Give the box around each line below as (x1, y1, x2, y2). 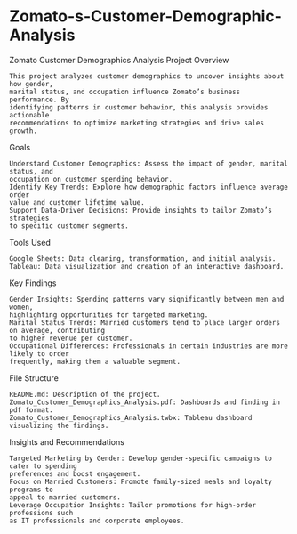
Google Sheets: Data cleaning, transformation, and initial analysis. (9, 254, 277, 263)
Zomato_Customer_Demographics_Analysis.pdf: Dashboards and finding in (9, 398, 280, 407)
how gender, (9, 79, 53, 88)
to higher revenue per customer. (9, 334, 133, 343)
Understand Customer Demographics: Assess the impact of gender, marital (9, 158, 289, 168)
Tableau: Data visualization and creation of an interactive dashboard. (9, 262, 285, 271)
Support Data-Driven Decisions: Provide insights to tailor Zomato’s (9, 206, 273, 214)
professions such (9, 508, 74, 517)
